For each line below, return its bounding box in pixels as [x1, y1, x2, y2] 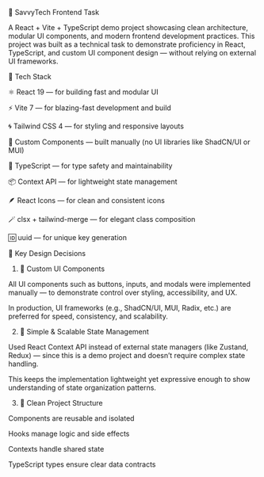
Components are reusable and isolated [8, 414, 135, 423]
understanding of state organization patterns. [8, 383, 157, 392]
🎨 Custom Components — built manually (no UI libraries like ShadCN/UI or [8, 137, 251, 147]
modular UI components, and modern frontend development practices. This [8, 32, 255, 40]
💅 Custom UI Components [19, 264, 105, 273]
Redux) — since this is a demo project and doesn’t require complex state [8, 351, 246, 360]
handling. [8, 359, 39, 368]
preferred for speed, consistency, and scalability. [8, 311, 168, 321]
